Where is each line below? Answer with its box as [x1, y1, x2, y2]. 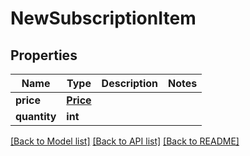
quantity [15, 110, 57, 123]
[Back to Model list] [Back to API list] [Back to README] [10, 135, 240, 147]
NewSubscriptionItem [10, 7, 197, 30]
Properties [10, 47, 78, 64]
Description [101, 77, 159, 90]
